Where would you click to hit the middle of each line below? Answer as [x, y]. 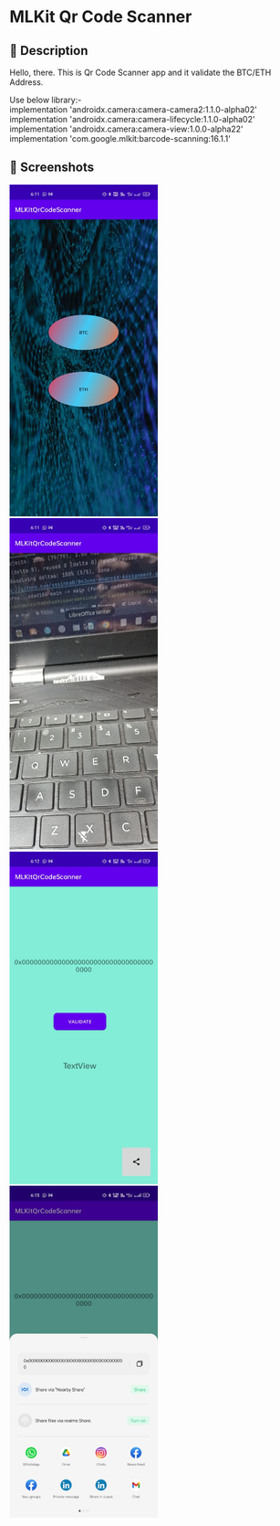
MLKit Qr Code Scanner [101, 17]
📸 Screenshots [52, 168]
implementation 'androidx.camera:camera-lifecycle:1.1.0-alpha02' [132, 119]
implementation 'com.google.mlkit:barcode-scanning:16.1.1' [120, 138]
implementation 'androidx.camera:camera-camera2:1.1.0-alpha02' [133, 110]
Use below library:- [46, 100]
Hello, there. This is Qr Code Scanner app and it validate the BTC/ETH [140, 72]
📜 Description [49, 51]
